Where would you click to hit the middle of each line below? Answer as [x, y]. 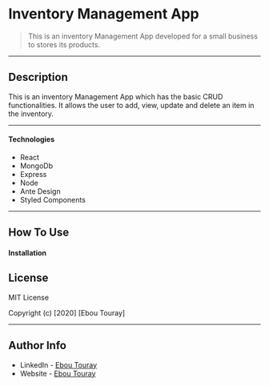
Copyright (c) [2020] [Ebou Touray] [67, 312]
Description [38, 77]
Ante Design [40, 191]
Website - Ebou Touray [58, 373]
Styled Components [53, 199]
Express [33, 174]
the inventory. [31, 114]
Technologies [32, 139]
